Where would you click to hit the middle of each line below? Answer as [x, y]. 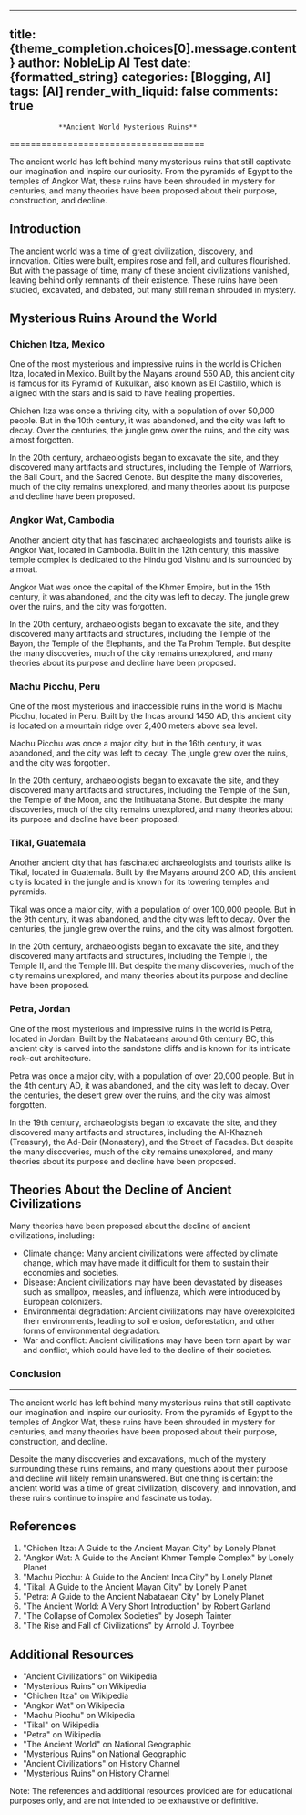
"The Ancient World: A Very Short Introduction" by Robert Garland [147, 1606]
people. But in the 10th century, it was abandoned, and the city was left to [148, 421]
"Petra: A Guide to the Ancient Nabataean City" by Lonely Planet [143, 1597]
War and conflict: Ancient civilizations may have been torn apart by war [157, 1340]
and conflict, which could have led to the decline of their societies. [147, 1351]
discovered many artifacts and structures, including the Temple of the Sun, [149, 789]
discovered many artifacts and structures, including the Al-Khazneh [136, 1132]
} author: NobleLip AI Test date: [100, 63]
